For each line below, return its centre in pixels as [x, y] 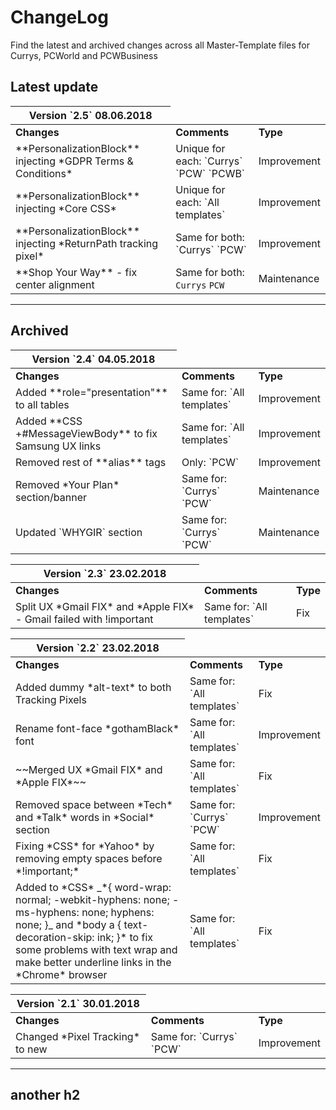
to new [31, 1049]
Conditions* [44, 173]
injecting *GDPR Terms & [74, 161]
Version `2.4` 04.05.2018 [93, 359]
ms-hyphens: [47, 912]
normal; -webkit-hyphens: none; [92, 899]
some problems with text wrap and [96, 949]
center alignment [55, 284]
